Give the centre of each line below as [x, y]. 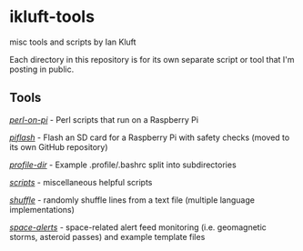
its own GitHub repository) [59, 146]
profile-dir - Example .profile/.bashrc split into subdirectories [123, 165]
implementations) [42, 209]
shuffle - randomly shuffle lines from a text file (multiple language [132, 200]
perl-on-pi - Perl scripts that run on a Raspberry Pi [104, 119]
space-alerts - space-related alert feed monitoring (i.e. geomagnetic [138, 227]
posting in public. [42, 69]
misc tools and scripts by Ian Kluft [73, 42]
